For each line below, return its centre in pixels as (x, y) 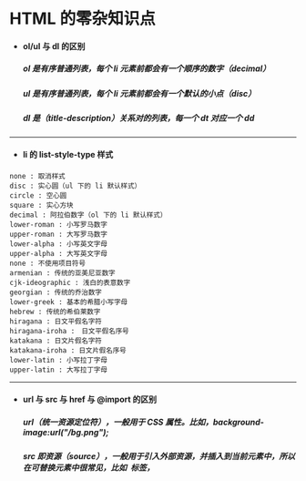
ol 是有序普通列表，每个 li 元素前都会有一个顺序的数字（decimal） (147, 68)
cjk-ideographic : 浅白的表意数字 (70, 282)
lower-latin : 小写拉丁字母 (58, 360)
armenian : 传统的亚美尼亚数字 (62, 273)
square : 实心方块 (41, 205)
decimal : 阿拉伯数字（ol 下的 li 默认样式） (88, 215)
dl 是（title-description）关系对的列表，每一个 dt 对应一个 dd (138, 118)
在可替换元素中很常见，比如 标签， (88, 468)
